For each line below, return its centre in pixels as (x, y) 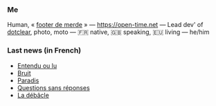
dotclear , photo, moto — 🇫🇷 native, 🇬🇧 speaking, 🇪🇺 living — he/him (108, 32)
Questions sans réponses (53, 87)
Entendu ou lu (37, 65)
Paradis (28, 80)
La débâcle (33, 95)
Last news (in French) (44, 51)
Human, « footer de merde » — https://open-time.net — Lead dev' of (105, 25)
